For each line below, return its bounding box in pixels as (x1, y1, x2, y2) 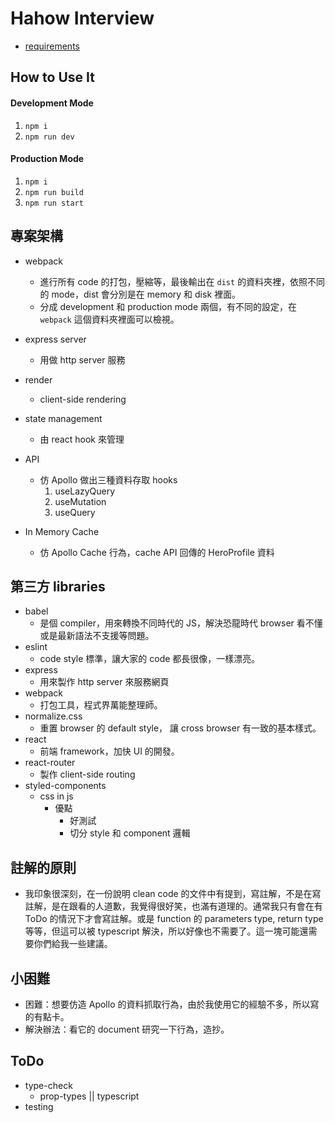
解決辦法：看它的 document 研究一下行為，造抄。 (24, 1023, 230, 1035)
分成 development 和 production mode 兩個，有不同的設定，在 (39, 300, 298, 312)
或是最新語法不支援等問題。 (39, 630, 155, 642)
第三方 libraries (10, 578, 106, 595)
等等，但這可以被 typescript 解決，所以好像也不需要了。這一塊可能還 (24, 925, 309, 937)
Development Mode (10, 97, 94, 109)
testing (24, 1100, 54, 1112)
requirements (24, 40, 80, 52)
